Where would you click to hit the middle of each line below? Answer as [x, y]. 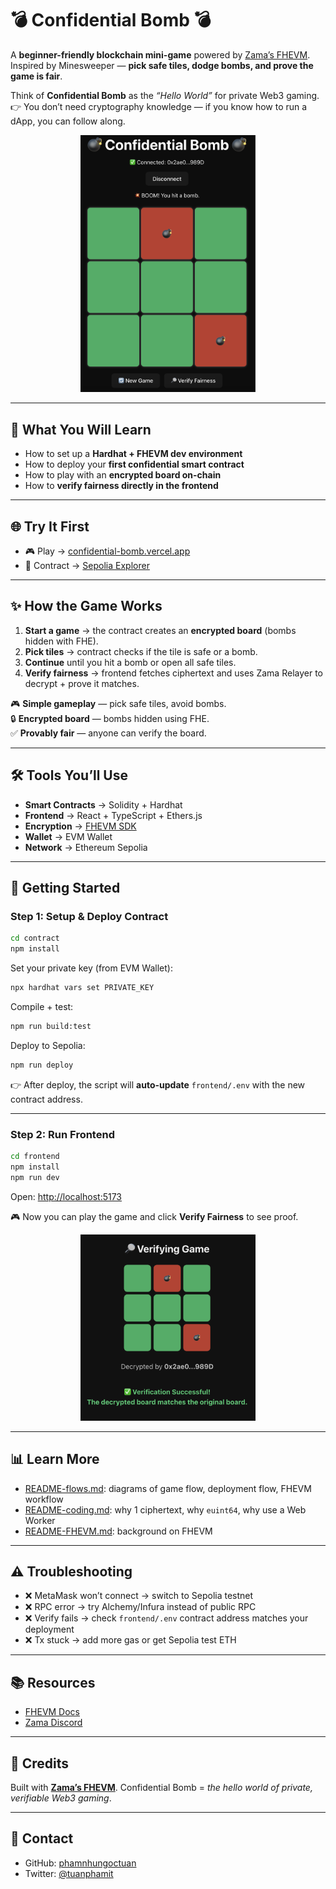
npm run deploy [42, 1065]
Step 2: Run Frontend [62, 1134]
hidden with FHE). [61, 641]
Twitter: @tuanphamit [69, 1873]
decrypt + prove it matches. [82, 683]
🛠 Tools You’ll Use [69, 775]
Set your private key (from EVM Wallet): [91, 968]
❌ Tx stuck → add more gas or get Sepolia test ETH [130, 1640]
